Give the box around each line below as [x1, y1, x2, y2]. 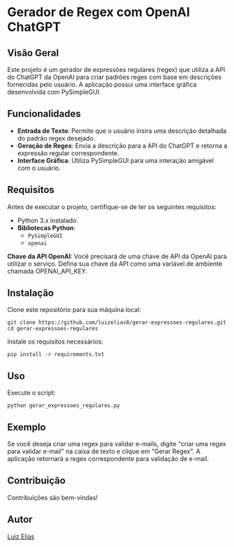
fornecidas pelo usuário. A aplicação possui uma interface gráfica [7, 80, 197, 88]
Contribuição [7, 475, 66, 487]
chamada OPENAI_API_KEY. [7, 267, 88, 275]
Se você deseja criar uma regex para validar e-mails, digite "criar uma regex [7, 440, 226, 448]
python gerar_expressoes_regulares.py [7, 402, 120, 409]
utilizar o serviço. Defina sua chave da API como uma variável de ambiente [7, 260, 222, 268]
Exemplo [7, 421, 46, 433]
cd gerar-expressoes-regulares [7, 325, 98, 332]
